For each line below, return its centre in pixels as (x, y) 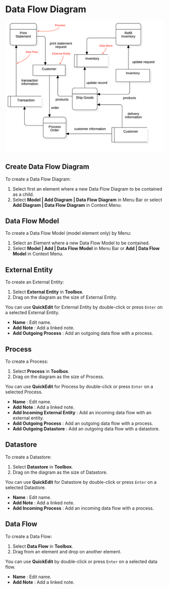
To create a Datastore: (28, 457)
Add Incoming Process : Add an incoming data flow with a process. (83, 508)
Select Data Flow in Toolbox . (43, 546)
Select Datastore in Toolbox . (43, 467)
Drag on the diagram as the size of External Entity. (65, 297)
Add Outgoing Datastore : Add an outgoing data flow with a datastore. (86, 429)
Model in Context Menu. (38, 254)
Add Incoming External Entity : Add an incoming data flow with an (82, 413)
